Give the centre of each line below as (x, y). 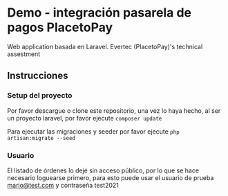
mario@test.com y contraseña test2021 (63, 185)
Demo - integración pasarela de (99, 13)
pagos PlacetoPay (60, 27)
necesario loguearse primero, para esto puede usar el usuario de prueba (111, 177)
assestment (24, 54)
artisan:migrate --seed (41, 138)
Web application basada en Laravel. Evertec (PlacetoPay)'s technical (105, 46)
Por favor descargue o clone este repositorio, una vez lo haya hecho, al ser (114, 110)
